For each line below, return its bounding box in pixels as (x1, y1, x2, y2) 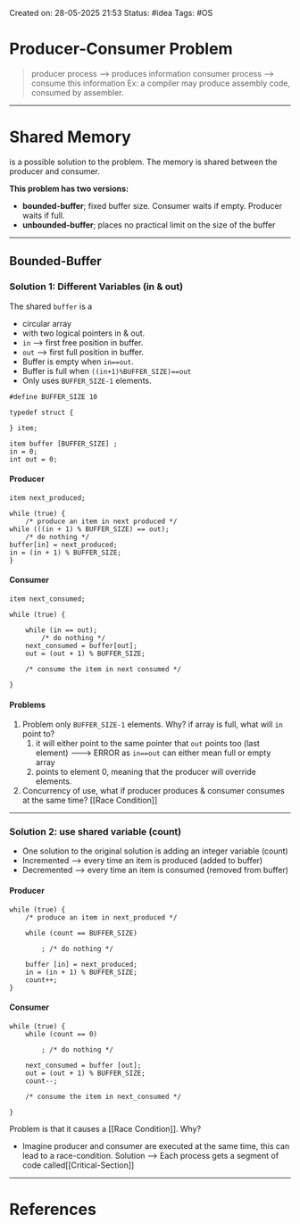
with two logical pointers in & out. (21, 328, 146, 338)
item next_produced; (9, 493, 87, 503)
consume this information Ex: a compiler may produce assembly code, (30, 78, 291, 88)
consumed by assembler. (30, 87, 124, 97)
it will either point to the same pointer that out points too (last (35, 738, 261, 749)
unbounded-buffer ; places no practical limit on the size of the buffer (21, 219, 276, 230)
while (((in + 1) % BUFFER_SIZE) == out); (9, 524, 170, 534)
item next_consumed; (9, 594, 87, 604)
